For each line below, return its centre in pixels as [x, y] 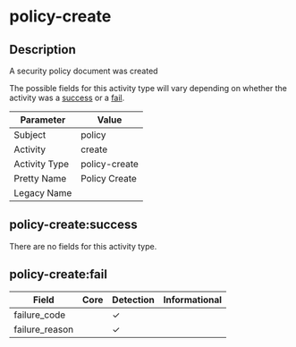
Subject [30, 135]
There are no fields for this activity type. [83, 246]
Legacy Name [43, 193]
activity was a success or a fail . [67, 97]
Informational [192, 300]
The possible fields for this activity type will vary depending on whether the [148, 88]
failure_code [40, 315]
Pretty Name [40, 178]
